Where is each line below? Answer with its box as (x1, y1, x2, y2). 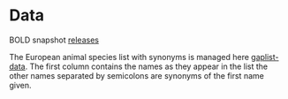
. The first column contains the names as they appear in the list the (25, 61, 269, 72)
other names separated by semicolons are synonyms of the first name (9, 70, 265, 80)
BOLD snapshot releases (9, 34, 100, 45)
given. (9, 80, 33, 90)
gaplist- (251, 51, 279, 62)
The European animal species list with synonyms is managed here (9, 51, 250, 62)
